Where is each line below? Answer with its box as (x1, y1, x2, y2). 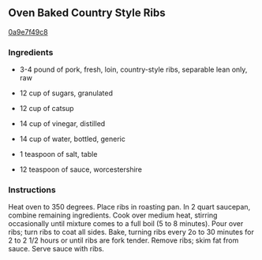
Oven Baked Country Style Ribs (8, 6, 166, 20)
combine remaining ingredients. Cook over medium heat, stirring (8, 210, 218, 220)
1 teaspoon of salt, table (19, 150, 98, 159)
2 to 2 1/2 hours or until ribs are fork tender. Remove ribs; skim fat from (8, 236, 239, 245)
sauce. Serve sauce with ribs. (8, 244, 105, 254)
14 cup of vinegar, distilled (19, 119, 106, 128)
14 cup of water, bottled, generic (19, 134, 126, 144)
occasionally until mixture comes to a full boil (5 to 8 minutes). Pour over (8, 219, 244, 228)
